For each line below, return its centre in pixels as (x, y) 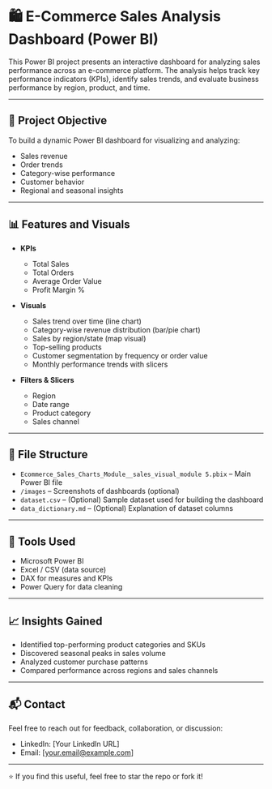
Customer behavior (52, 182)
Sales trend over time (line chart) (87, 321)
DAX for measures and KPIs (66, 578)
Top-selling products (67, 347)
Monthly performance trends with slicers (100, 364)
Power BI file (41, 482)
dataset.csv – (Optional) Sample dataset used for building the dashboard (142, 500)
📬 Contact (37, 704)
